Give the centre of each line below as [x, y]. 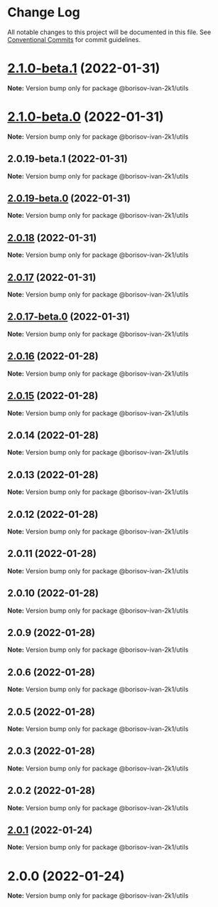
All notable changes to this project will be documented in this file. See [109, 32]
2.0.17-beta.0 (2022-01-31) [69, 317]
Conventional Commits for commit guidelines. [74, 39]
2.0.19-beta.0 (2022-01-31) [69, 199]
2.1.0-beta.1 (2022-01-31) [84, 69]
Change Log [44, 12]
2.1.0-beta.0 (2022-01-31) [86, 117]
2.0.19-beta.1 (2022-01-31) [67, 159]
